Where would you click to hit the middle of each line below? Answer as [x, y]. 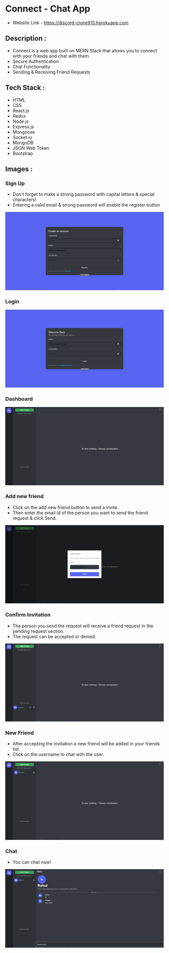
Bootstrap [23, 153]
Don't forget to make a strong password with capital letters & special [83, 195]
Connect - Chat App [48, 9]
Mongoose [24, 132]
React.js [21, 111]
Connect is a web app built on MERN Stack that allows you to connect [85, 50]
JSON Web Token [31, 148]
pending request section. [38, 631]
